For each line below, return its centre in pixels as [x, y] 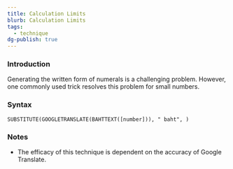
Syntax [20, 105]
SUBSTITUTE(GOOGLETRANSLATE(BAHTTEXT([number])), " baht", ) [98, 119]
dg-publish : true [33, 40]
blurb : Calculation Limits [47, 20]
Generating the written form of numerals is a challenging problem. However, [116, 79]
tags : [15, 27]
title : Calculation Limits [47, 14]
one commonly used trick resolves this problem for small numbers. [104, 87]
